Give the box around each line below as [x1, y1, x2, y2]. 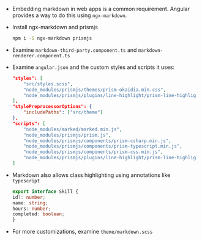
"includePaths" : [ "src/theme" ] [23, 109, 103, 115]
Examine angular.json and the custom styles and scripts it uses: [12, 63, 175, 71]
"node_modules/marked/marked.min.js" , [23, 126, 122, 132]
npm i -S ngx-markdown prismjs [12, 35, 92, 41]
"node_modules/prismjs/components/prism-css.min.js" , [23, 149, 163, 155]
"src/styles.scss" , [23, 81, 73, 87]
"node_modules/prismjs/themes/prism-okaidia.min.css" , [23, 87, 166, 93]
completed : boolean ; [12, 211, 65, 217]
